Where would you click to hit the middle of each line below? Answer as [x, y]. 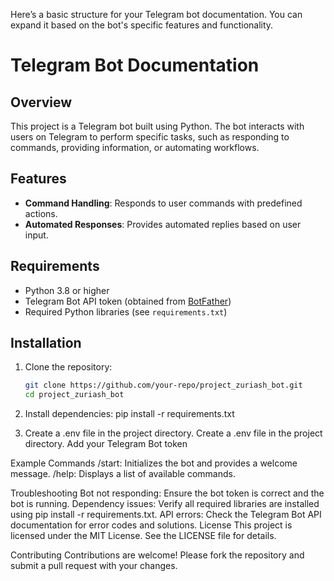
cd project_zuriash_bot [74, 395]
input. [36, 235]
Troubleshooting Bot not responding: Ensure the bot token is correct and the [167, 493]
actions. [41, 213]
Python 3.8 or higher [67, 290]
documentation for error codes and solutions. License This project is [151, 525]
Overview [41, 102]
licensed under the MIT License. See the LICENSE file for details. [143, 536]
